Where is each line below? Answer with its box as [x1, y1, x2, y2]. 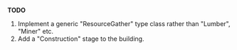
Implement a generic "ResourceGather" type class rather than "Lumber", [17, 20, 231, 27]
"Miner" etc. [17, 27, 54, 35]
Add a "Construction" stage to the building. [17, 35, 144, 43]
